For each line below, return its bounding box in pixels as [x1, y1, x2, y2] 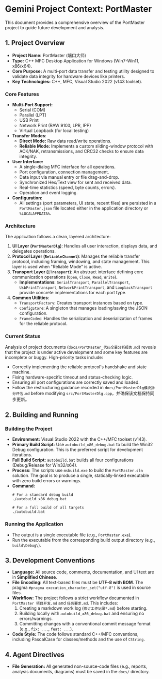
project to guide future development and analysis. [5, 24, 105, 30]
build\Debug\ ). [12, 542, 41, 548]
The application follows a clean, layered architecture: [5, 234, 111, 240]
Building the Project [5, 425, 52, 432]
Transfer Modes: [12, 133, 47, 139]
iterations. [12, 452, 32, 458]
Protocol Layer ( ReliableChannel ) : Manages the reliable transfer [12, 253, 140, 259]
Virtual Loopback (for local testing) [19, 128, 89, 133]
